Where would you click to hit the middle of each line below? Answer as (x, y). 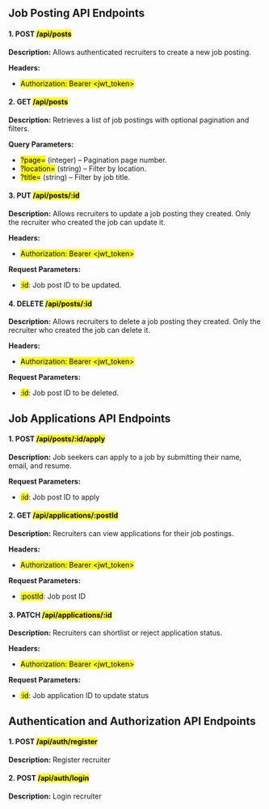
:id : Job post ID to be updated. (71, 285)
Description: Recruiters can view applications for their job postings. (121, 533)
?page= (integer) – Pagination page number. (93, 160)
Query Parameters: (41, 144)
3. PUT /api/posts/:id (44, 196)
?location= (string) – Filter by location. (83, 168)
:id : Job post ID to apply (60, 496)
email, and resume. (40, 466)
